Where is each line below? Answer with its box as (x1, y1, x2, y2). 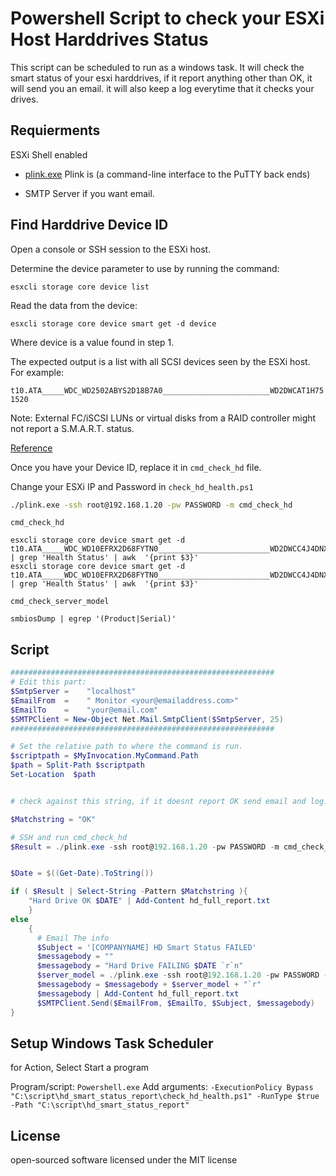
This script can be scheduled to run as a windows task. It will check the (10, 61, 305, 73)
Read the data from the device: (10, 299, 138, 311)
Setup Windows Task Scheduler (10, 1035, 214, 1052)
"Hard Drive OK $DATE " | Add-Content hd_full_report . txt (28, 896, 271, 906)
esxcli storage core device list (10, 282, 150, 292)
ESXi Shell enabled (10, 148, 88, 161)
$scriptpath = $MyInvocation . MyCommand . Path (10, 751, 199, 761)
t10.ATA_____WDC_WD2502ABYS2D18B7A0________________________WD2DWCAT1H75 (10, 385, 325, 396)
